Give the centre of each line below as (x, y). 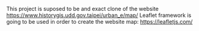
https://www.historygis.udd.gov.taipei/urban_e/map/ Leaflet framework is (99, 15)
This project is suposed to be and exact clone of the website (83, 9)
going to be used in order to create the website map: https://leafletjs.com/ (99, 22)
